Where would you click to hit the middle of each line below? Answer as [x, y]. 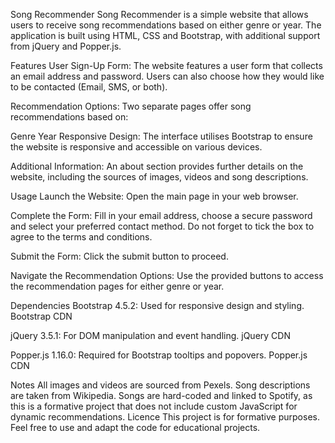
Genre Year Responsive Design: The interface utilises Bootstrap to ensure [161, 136]
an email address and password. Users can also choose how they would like [167, 76]
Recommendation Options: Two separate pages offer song [131, 106]
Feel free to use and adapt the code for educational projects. [135, 427]
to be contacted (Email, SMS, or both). [89, 87]
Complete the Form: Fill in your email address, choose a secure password [161, 215]
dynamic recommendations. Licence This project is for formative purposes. [165, 417]
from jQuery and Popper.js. [66, 46]
